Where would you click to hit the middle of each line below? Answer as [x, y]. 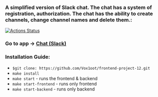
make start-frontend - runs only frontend [54, 84]
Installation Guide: [28, 57]
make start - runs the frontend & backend [55, 78]
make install [26, 74]
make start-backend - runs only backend [53, 89]
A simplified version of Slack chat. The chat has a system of [79, 7]
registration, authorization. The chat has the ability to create [79, 13]
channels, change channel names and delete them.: [69, 20]
